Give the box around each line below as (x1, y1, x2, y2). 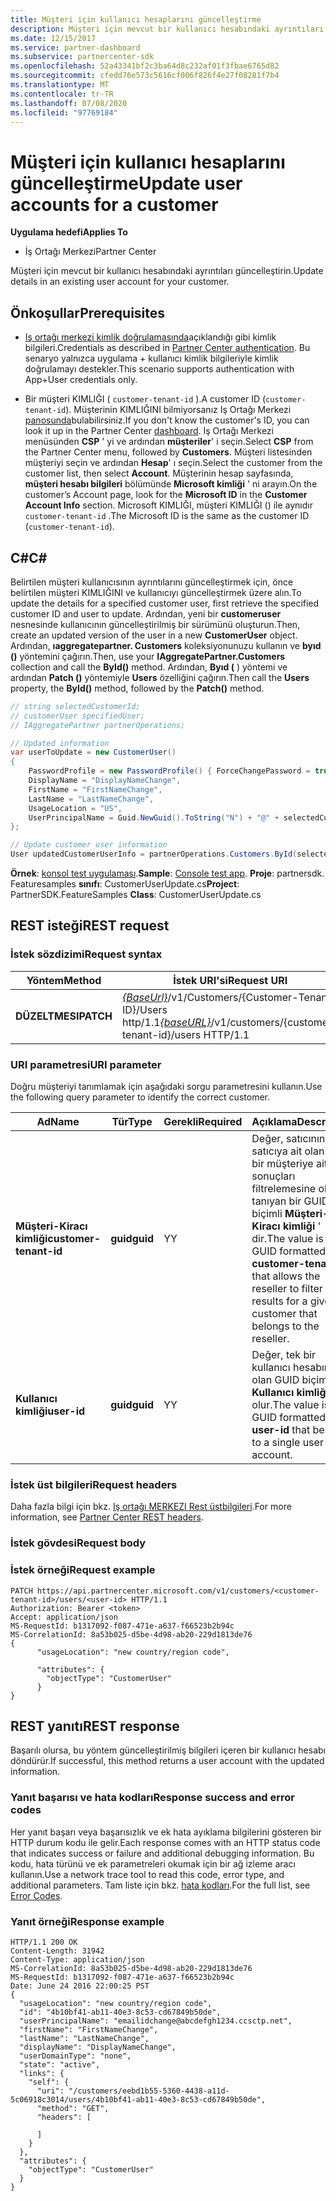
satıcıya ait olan (251, 1144, 325, 1158)
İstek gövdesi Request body (10, 1536, 147, 1550)
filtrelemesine (251, 1182, 317, 1196)
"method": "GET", (36, 2103, 110, 2113)
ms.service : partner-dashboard (10, 42, 141, 53)
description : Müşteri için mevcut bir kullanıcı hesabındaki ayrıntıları (10, 24, 325, 34)
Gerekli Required (163, 1115, 243, 1129)
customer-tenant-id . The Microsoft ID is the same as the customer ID (24, 510, 310, 522)
